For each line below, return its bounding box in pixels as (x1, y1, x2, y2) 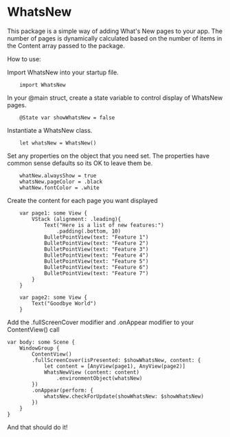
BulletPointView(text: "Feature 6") (43, 264, 149, 270)
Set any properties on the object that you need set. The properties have (7, 151, 210, 160)
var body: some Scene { (7, 339, 76, 345)
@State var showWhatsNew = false (19, 114, 115, 121)
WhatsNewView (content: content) (43, 369, 139, 376)
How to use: (7, 54, 41, 63)
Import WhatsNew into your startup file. (7, 68, 119, 76)
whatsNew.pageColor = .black (19, 178, 103, 185)
